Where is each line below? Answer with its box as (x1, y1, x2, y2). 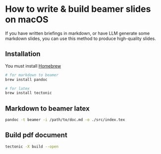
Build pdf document (5, 131, 68, 139)
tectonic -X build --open (5, 144, 58, 149)
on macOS (5, 14, 49, 25)
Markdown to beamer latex (5, 104, 90, 113)
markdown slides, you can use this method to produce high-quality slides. (5, 36, 156, 41)
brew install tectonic (5, 90, 52, 96)
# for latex (5, 86, 30, 91)
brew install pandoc (5, 77, 48, 82)
